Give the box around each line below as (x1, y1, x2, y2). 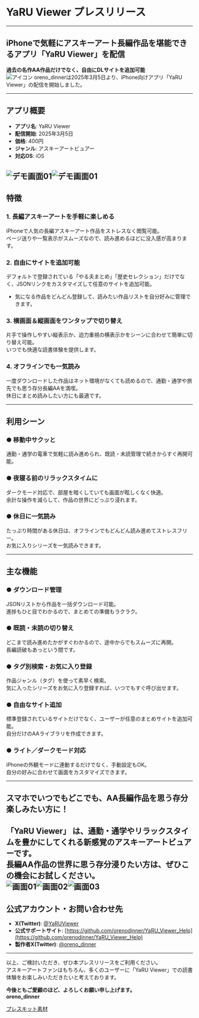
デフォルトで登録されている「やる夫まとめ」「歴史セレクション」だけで (6, 272, 180, 280)
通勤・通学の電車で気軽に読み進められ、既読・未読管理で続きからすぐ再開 (6, 451, 188, 458)
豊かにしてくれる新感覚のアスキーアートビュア (21, 838, 192, 848)
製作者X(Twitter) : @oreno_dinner (14, 941, 97, 948)
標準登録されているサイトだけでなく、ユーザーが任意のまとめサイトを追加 (6, 715, 188, 722)
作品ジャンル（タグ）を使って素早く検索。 (6, 677, 110, 684)
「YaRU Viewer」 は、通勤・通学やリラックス (6, 826, 174, 836)
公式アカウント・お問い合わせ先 (6, 903, 123, 914)
